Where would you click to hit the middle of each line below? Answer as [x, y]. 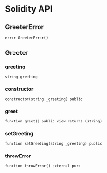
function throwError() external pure [43, 166]
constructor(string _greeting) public [44, 99]
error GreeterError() [27, 38]
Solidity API [29, 9]
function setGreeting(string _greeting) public [54, 144]
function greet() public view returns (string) [54, 121]
